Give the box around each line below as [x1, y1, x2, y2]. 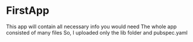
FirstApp [6, 4, 50, 17]
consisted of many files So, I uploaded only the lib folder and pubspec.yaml [6, 29, 188, 36]
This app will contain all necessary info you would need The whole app [6, 23, 177, 30]
